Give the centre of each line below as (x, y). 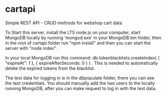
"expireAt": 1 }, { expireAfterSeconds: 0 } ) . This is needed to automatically (82, 63)
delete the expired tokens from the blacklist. (50, 68)
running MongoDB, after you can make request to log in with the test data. (81, 88)
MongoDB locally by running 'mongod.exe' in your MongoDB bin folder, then (83, 38)
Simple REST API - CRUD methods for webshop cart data (64, 23)
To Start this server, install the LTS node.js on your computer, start (73, 32)
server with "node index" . (32, 48)
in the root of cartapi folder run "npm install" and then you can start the (78, 43)
